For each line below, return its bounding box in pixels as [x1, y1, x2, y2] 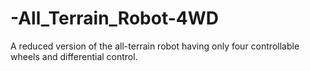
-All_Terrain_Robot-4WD [10, 7, 219, 30]
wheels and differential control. [10, 50, 138, 62]
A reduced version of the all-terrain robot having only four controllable [10, 40, 300, 52]
